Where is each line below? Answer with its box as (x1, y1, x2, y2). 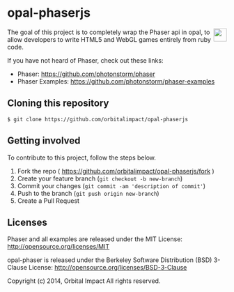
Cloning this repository (7, 98, 109, 109)
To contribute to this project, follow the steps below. (7, 153, 157, 162)
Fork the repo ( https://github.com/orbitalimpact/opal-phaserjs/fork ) (17, 167, 214, 175)
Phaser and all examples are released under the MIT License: (7, 235, 183, 243)
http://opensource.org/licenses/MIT (7, 243, 110, 251)
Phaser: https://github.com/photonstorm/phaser (17, 70, 155, 78)
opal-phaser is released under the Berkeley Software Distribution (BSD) (7, 256, 212, 264)
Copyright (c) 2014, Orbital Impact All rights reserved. (7, 277, 161, 285)
